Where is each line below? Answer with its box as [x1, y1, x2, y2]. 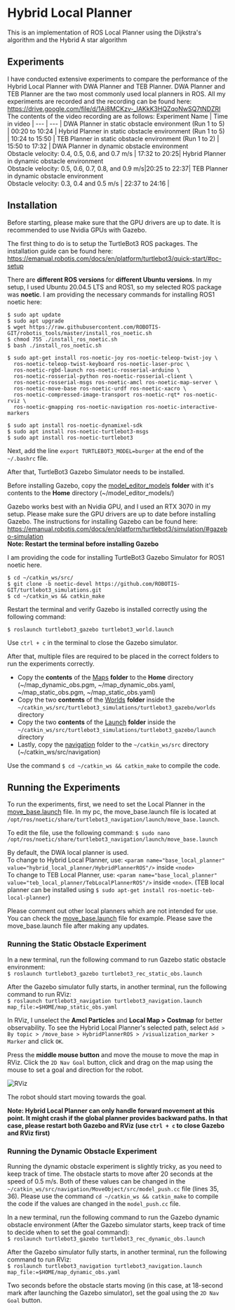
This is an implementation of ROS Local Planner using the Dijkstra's [7, 28, 202, 37]
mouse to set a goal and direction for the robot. [7, 1066, 144, 1074]
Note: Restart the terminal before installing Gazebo [7, 539, 159, 548]
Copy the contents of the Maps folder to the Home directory [17, 673, 194, 681]
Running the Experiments [7, 781, 121, 793]
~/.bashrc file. [7, 454, 48, 462]
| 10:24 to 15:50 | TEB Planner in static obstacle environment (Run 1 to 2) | [7, 134, 220, 143]
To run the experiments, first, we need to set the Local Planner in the [7, 800, 206, 808]
